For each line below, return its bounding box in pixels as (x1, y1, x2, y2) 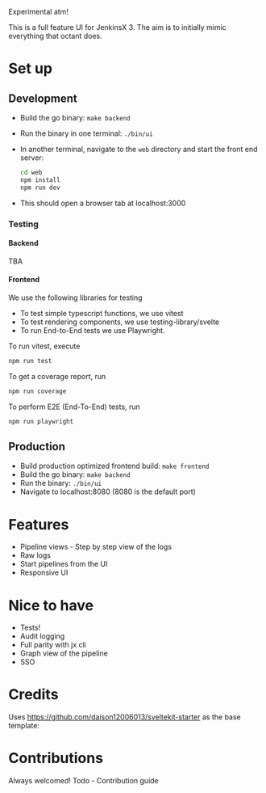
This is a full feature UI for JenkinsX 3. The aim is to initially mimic (8, 23, 227, 32)
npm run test (8, 356, 52, 365)
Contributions (8, 749, 103, 767)
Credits (8, 685, 59, 704)
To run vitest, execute (8, 341, 81, 351)
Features (8, 515, 69, 534)
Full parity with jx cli (19, 640, 87, 650)
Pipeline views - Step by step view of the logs (19, 542, 172, 552)
